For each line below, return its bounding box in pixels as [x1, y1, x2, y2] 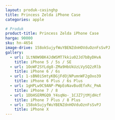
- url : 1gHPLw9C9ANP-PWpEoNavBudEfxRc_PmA [10, 83, 101, 88]
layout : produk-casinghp [5, 7, 58, 13]
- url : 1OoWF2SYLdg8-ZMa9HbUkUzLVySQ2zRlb [10, 64, 101, 69]
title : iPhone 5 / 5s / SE [14, 59, 72, 64]
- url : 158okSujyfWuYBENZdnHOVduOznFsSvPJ [10, 102, 101, 107]
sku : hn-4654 [5, 40, 33, 46]
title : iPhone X [14, 107, 49, 112]
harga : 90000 [5, 36, 33, 41]
